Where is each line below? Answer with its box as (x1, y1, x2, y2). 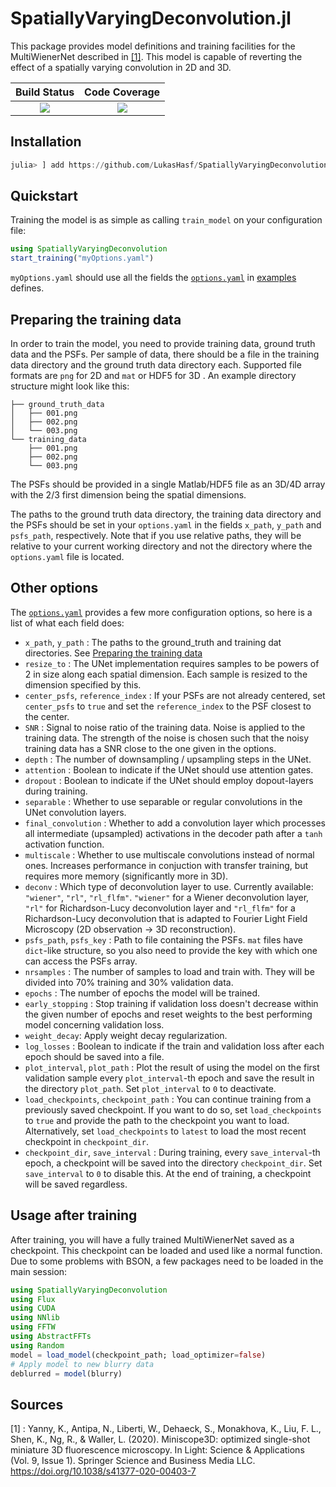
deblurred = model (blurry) (10, 1368, 123, 1379)
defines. (10, 282, 45, 294)
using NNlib (10, 1313, 60, 1323)
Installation (10, 133, 82, 151)
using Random (10, 1340, 65, 1351)
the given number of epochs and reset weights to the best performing (24, 1008, 313, 1020)
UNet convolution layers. (24, 806, 127, 818)
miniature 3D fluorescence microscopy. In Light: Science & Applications (10, 1444, 305, 1456)
